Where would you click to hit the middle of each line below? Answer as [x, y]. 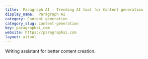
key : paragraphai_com [28, 28]
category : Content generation [37, 19]
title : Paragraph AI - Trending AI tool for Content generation [74, 10]
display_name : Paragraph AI [35, 14]
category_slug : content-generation [42, 23]
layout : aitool [21, 37]
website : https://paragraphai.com [41, 32]
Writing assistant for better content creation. [50, 51]
